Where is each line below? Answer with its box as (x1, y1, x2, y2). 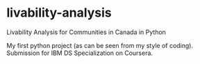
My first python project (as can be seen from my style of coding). (6, 41, 194, 49)
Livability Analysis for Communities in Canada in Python (6, 28, 166, 36)
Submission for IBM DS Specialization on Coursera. (6, 49, 153, 57)
